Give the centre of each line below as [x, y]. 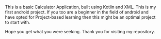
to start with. [18, 22]
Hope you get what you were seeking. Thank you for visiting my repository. [80, 32]
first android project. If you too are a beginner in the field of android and [77, 12]
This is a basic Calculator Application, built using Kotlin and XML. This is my [80, 7]
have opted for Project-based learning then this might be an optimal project [80, 17]
